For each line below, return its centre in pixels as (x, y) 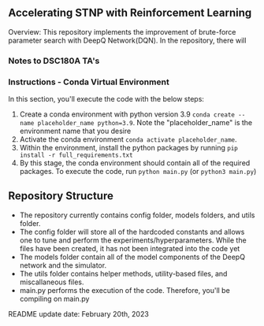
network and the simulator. (63, 265)
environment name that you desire (75, 131)
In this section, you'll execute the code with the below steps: (106, 99)
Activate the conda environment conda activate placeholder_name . (128, 139)
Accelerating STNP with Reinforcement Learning (130, 13)
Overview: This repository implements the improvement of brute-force (122, 31)
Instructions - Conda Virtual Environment (89, 82)
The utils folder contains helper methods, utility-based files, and (123, 273)
